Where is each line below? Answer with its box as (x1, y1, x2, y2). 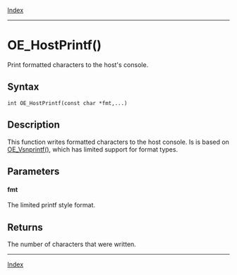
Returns (7, 221, 44, 233)
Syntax (7, 81, 39, 93)
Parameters (7, 165, 60, 177)
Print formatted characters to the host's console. (7, 60, 149, 69)
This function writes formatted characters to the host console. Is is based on (7, 137, 229, 146)
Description (7, 119, 60, 131)
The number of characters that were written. (7, 240, 136, 248)
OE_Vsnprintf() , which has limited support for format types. (7, 145, 178, 154)
